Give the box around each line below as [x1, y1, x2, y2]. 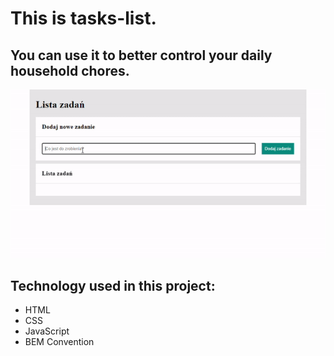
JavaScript [24, 325, 70, 337]
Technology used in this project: [10, 278, 216, 295]
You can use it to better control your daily [10, 47, 273, 64]
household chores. [10, 62, 130, 79]
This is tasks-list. [10, 7, 157, 30]
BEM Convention [24, 336, 95, 348]
